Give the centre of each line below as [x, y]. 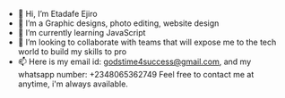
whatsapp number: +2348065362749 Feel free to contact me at [136, 74]
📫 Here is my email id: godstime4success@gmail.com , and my [134, 61]
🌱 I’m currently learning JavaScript [82, 33]
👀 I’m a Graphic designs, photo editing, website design [118, 23]
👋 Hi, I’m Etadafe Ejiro [57, 14]
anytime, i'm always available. [73, 84]
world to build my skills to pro [72, 52]
